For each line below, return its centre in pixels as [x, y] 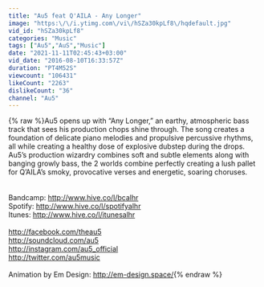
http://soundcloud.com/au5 [53, 240]
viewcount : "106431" [43, 76]
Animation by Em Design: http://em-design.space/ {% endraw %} [116, 275]
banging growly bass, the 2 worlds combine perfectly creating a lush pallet [132, 164]
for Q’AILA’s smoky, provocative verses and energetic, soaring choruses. [128, 172]
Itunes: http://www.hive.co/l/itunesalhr [72, 215]
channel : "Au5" [34, 98]
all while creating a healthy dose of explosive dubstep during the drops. [127, 146]
